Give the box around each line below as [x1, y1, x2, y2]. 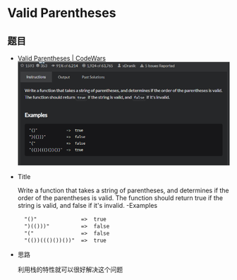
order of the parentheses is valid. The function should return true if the [17, 194, 224, 202]
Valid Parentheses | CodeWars [17, 54, 106, 62]
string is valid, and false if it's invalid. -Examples [17, 202, 157, 210]
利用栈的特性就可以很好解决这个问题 [17, 265, 123, 274]
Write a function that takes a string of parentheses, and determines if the [17, 186, 229, 195]
